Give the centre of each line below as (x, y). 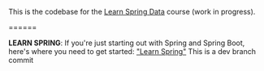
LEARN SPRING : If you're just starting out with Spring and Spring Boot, (127, 43)
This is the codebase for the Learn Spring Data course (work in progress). (132, 12)
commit (21, 60)
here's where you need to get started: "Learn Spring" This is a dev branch (132, 51)
